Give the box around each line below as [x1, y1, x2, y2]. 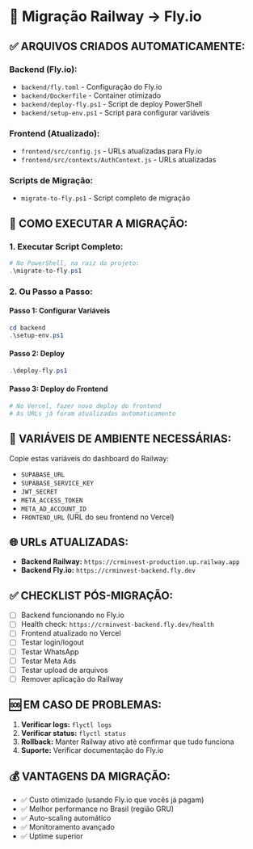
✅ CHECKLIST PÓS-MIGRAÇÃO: [9, 589, 173, 603]
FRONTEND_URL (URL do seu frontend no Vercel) [20, 512, 175, 522]
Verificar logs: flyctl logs [20, 719, 112, 729]
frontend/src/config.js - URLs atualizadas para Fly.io [20, 146, 203, 156]
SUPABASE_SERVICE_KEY [20, 479, 94, 487]
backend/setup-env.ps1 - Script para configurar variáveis [20, 107, 210, 117]
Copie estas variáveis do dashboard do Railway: [9, 453, 169, 463]
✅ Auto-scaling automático [20, 813, 112, 823]
